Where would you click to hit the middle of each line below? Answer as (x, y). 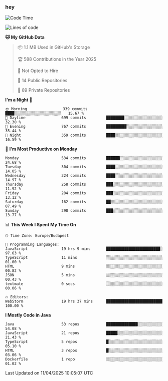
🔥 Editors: (17, 297)
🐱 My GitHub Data (25, 37)
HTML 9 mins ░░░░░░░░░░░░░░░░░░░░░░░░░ (84, 266)
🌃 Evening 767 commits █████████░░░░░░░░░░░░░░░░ (84, 127)
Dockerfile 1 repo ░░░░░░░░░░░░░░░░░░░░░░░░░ (84, 359)
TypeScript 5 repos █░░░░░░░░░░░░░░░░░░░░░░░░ (84, 342)
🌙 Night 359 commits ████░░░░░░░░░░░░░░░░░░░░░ (84, 135)
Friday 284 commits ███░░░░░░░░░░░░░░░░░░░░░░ (84, 193)
